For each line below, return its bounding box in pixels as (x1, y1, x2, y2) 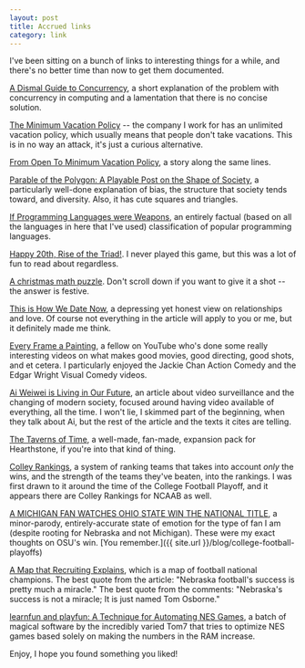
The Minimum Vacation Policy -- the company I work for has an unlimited (9, 120, 284, 130)
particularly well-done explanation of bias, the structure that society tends (9, 184, 288, 195)
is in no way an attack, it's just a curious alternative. (9, 139, 203, 151)
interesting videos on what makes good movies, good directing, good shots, (9, 350, 294, 361)
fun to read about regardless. (9, 258, 119, 269)
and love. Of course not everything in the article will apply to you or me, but (9, 313, 293, 324)
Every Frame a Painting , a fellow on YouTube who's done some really (9, 340, 269, 351)
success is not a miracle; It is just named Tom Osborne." (9, 594, 220, 605)
